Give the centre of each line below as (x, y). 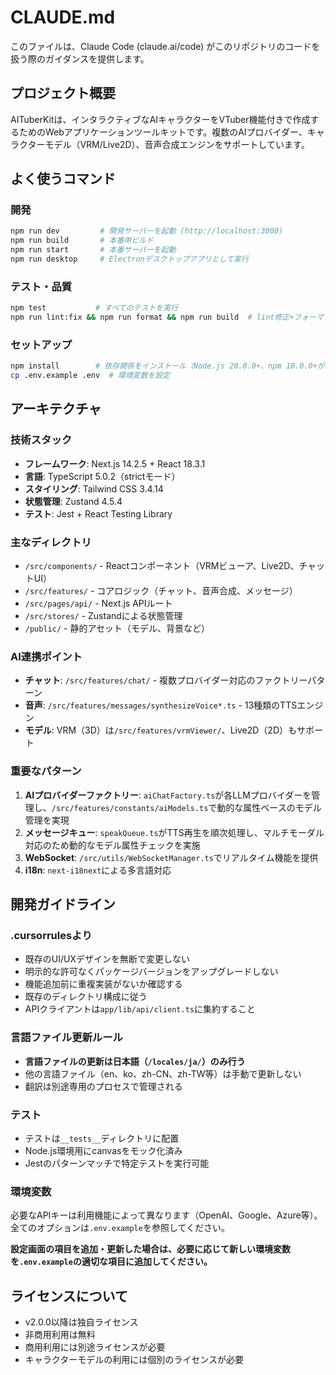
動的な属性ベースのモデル (269, 807)
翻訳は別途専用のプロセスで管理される (103, 1086)
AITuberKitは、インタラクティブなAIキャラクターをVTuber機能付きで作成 (160, 119)
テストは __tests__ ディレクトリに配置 (102, 1138)
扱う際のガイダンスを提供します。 (80, 58)
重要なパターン (46, 771)
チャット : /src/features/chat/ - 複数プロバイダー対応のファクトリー (166, 680)
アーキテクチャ (56, 409)
